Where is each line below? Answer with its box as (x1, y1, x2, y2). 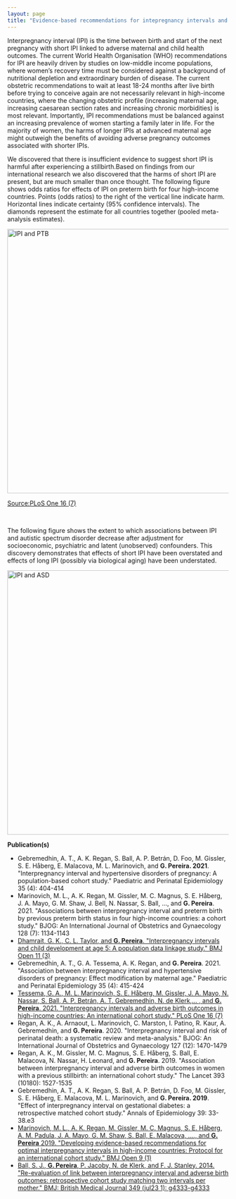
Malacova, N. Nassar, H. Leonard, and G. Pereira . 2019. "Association (17, 1056, 216, 1064)
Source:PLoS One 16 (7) (7, 498, 77, 508)
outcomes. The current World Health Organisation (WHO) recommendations (7, 51, 228, 60)
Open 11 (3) (17, 951, 51, 959)
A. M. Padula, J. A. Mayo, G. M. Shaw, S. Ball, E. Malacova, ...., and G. (17, 1131, 218, 1139)
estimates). (32, 214, 65, 223)
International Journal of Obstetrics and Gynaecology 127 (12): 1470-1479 (17, 1041, 228, 1050)
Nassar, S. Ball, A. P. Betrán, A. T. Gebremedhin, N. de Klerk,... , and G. (17, 996, 222, 1004)
